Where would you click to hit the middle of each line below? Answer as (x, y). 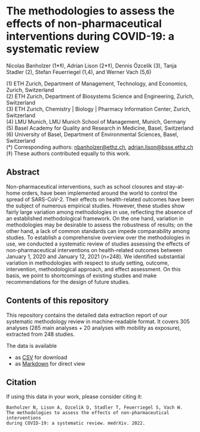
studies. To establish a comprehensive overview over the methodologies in (98, 237)
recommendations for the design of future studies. (68, 281)
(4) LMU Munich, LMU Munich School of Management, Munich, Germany (96, 121)
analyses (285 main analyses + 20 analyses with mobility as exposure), (94, 327)
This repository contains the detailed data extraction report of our (87, 315)
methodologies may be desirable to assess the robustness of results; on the (99, 225)
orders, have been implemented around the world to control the (100, 193)
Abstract (23, 172)
